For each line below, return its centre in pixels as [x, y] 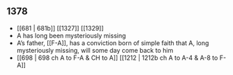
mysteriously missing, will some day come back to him [95, 50]
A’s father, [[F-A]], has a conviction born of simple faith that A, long [113, 43]
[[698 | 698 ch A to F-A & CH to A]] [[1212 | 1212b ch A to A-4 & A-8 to [117, 58]
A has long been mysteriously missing [71, 35]
